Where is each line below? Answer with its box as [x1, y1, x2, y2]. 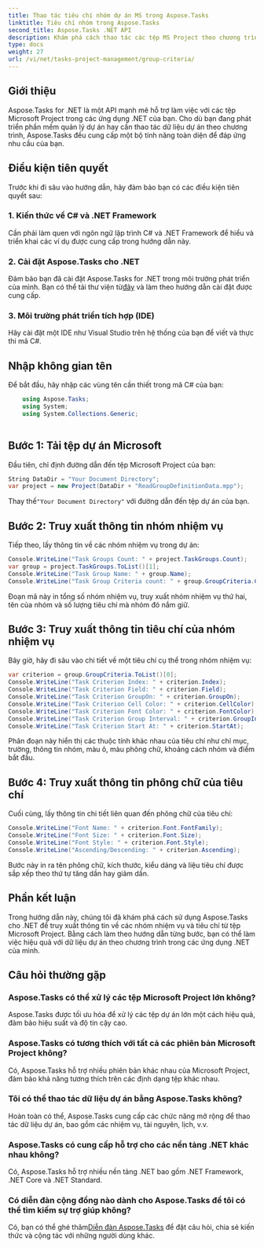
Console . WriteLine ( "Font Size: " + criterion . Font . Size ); [8, 831, 202, 839]
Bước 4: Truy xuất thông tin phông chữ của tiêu [8, 776, 244, 789]
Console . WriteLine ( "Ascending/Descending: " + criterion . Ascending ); [8, 846, 241, 853]
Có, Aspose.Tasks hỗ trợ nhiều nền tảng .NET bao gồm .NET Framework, [8, 1167, 244, 1176]
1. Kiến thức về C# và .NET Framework [8, 210, 157, 221]
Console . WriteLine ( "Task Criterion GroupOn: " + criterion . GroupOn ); [8, 693, 241, 701]
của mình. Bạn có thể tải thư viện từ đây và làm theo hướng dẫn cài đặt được [8, 282, 253, 292]
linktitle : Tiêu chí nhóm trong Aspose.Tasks [8, 19, 159, 27]
